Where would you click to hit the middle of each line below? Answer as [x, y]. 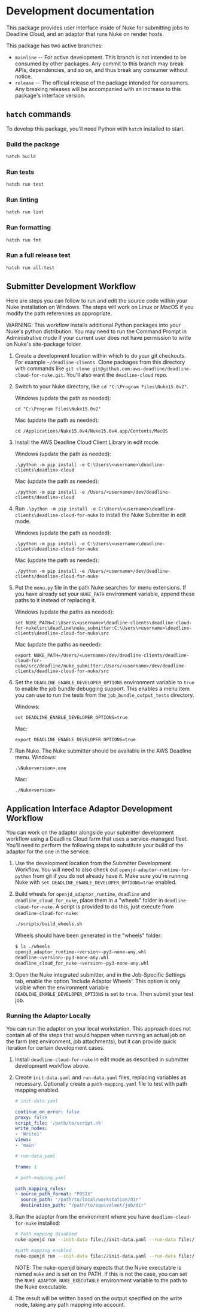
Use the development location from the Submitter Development [93, 863]
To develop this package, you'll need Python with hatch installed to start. [96, 129]
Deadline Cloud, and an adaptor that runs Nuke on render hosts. [85, 34]
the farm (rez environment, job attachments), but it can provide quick [91, 1041]
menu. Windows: [36, 757]
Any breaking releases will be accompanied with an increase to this [98, 89]
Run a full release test [38, 255]
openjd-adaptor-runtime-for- [156, 870]
